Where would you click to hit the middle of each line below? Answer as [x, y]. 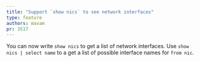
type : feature [24, 18]
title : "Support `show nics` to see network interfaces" [80, 12]
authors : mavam [26, 23]
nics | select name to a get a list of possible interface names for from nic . [100, 53]
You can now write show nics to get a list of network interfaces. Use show [98, 46]
